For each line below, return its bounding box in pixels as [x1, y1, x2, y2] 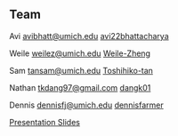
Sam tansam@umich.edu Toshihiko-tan [9, 65, 154, 76]
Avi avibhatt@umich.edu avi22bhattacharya [9, 30, 169, 41]
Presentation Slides [9, 116, 80, 127]
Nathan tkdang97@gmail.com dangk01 [9, 82, 151, 92]
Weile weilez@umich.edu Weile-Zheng [9, 48, 151, 59]
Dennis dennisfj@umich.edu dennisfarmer [9, 100, 164, 110]
